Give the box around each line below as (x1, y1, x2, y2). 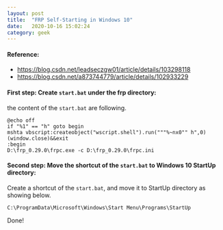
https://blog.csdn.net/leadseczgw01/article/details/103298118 (16, 66, 191, 74)
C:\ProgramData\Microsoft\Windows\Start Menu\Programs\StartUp (7, 204, 192, 211)
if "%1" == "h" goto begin (7, 123, 84, 130)
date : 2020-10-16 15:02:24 (7, 23, 90, 29)
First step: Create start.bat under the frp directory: (7, 88, 157, 97)
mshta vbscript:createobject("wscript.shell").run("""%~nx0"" (7, 129, 188, 136)
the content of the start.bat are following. (7, 103, 127, 112)
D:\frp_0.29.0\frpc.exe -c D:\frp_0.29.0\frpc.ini (7, 146, 155, 154)
